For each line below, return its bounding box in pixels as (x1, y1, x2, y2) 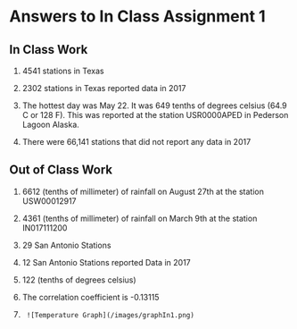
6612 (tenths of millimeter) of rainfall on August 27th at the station (21, 186, 265, 197)
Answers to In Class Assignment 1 (9, 6, 266, 27)
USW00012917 (21, 195, 78, 207)
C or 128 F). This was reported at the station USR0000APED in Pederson (21, 110, 289, 120)
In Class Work (9, 42, 88, 57)
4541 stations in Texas (21, 65, 104, 76)
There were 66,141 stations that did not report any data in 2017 (21, 137, 252, 147)
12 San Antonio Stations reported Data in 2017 (21, 257, 192, 267)
